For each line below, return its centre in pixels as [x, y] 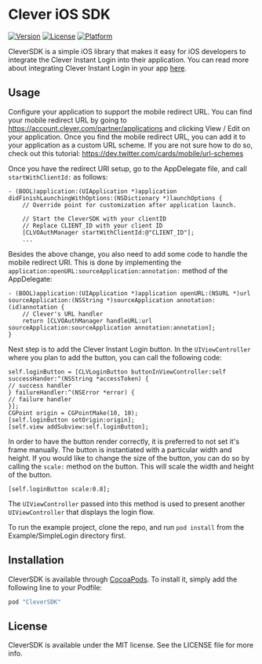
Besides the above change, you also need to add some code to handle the [128, 254]
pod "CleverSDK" [35, 602]
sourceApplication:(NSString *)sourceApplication [91, 300]
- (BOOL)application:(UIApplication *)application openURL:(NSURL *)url [129, 293]
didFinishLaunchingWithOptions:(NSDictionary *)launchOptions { [115, 198]
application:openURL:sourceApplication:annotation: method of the [118, 270]
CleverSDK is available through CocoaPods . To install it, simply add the [123, 579]
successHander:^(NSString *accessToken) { [78, 378]
